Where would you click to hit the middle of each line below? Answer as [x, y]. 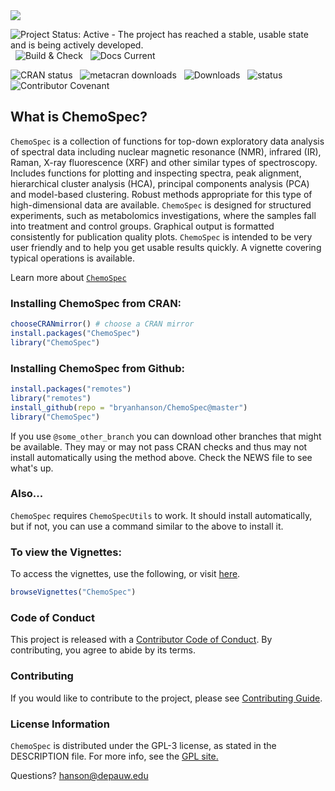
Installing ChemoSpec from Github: [97, 368]
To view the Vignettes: [66, 552]
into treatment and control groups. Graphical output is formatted [142, 226]
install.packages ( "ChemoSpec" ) [75, 333]
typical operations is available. [73, 258]
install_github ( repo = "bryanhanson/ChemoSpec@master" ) [129, 407]
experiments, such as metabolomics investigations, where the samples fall [163, 215]
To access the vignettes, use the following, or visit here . [125, 574]
